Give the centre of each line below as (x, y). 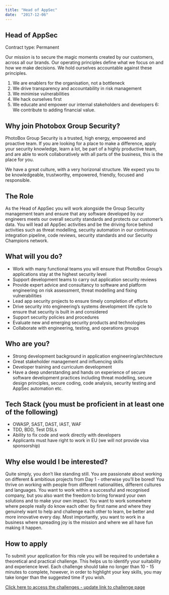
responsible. (18, 180)
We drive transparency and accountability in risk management (77, 89)
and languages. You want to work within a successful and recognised (77, 490)
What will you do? (34, 256)
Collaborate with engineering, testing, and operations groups (76, 328)
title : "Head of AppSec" (31, 10)
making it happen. (24, 528)
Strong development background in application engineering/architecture (88, 356)
